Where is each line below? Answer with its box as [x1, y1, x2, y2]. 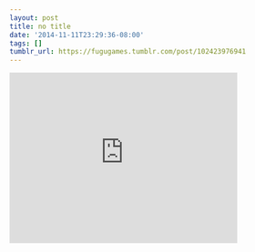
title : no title [9, 22, 71, 31]
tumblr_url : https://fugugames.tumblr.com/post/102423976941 [9, 47, 247, 56]
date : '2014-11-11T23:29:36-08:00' [9, 30, 145, 39]
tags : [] [9, 38, 43, 48]
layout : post [9, 13, 59, 23]
